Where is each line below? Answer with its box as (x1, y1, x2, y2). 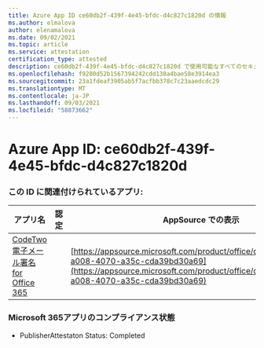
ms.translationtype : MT (8, 84, 86, 93)
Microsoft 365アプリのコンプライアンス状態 (8, 312, 175, 323)
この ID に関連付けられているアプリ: (8, 186, 144, 197)
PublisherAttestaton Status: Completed (19, 331, 145, 340)
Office (12, 277, 35, 288)
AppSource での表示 (162, 214, 240, 225)
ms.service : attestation (8, 48, 90, 56)
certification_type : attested (8, 56, 108, 64)
